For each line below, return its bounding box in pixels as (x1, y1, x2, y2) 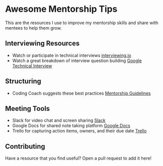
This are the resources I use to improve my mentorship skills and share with (5, 20, 159, 26)
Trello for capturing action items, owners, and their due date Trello (12, 128, 147, 134)
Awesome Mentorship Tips (5, 3, 118, 15)
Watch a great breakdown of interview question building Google (12, 58, 142, 64)
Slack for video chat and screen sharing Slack (12, 117, 106, 124)
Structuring (5, 77, 41, 86)
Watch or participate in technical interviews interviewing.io (12, 52, 131, 58)
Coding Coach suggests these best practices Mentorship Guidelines (12, 90, 151, 96)
